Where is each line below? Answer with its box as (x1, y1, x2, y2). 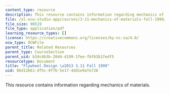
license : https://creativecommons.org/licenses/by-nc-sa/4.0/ (5, 36, 139, 41)
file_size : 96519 (5, 21, 42, 27)
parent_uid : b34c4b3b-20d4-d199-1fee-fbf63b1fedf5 (5, 54, 114, 59)
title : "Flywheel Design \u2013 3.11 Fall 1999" (5, 63, 110, 68)
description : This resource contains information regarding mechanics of (5, 12, 164, 17)
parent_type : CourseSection (5, 49, 65, 54)
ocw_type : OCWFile (5, 40, 44, 45)
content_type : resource (5, 7, 56, 13)
